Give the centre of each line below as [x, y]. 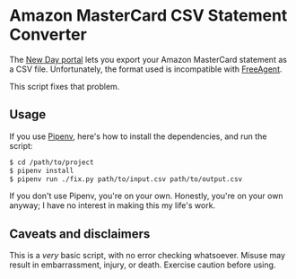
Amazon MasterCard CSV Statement [148, 16]
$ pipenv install [42, 170]
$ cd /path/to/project [52, 162]
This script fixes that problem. [65, 86]
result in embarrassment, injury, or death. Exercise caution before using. [143, 265]
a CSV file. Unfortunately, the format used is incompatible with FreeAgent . [146, 69]
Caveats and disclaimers [80, 234]
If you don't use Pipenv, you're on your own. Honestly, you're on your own [147, 196]
